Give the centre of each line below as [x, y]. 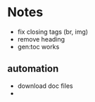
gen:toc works [38, 46]
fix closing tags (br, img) [53, 32]
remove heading [41, 39]
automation [33, 69]
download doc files [45, 86]
